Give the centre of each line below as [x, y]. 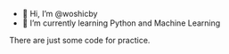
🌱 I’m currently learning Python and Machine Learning [121, 23]
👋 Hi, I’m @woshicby [60, 14]
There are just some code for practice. [80, 40]
